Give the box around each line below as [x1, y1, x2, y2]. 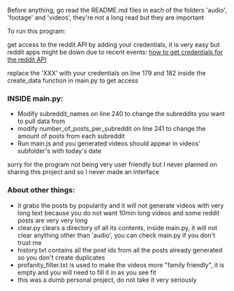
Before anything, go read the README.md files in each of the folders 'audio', [7, 6, 227, 14]
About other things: [7, 185, 75, 195]
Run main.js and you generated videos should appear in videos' [17, 139, 201, 148]
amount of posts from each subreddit [17, 132, 125, 141]
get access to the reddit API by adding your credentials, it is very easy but [7, 41, 220, 48]
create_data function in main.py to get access [7, 76, 138, 85]
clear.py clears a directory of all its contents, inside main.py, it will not [17, 223, 218, 232]
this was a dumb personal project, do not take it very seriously [17, 276, 197, 284]
